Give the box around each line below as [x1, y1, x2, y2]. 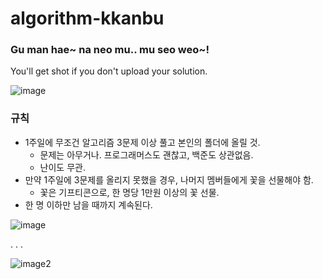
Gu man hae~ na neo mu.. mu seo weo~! [10, 43, 210, 57]
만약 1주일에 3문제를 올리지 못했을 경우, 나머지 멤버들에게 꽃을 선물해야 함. [24, 173, 314, 186]
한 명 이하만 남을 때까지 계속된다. [24, 198, 153, 211]
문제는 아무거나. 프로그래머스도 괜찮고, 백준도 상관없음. [39, 148, 254, 161]
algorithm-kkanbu [10, 7, 165, 30]
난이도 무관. [39, 161, 86, 173]
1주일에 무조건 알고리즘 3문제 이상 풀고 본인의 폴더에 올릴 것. [24, 136, 261, 148]
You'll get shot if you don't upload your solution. [10, 65, 208, 77]
